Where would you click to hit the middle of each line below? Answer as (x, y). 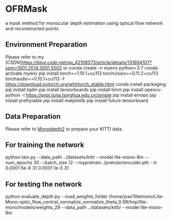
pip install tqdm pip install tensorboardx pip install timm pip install (74, 90)
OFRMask (26, 9)
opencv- (154, 90)
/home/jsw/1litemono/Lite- (136, 196)
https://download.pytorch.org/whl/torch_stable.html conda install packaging (85, 84)
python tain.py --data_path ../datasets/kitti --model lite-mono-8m (74, 157)
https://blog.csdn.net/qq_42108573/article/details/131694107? (87, 62)
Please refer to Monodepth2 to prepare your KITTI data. (64, 129)
